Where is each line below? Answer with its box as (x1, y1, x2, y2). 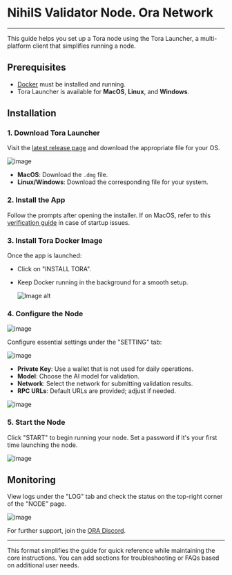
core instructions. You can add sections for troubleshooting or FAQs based (7, 554, 220, 562)
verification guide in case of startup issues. (7, 218, 130, 226)
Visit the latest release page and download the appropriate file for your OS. (7, 144, 220, 152)
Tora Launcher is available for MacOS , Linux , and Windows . (17, 87, 190, 95)
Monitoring (7, 474, 57, 486)
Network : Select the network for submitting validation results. (17, 379, 193, 388)
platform (7, 42, 31, 50)
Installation (7, 107, 57, 119)
